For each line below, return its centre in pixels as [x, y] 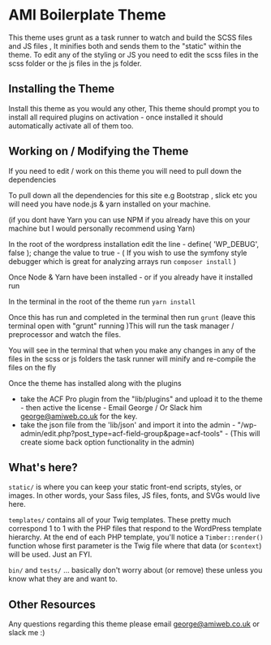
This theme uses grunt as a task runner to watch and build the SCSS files [131, 37]
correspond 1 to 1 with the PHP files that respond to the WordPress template [135, 529]
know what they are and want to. [63, 579]
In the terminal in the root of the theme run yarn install [102, 301]
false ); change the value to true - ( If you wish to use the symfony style [128, 253]
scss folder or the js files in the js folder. [75, 63]
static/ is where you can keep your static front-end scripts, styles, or [125, 487]
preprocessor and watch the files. [65, 334]
